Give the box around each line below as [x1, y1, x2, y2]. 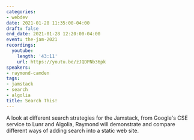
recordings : [6, 42, 36, 48]
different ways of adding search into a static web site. [6, 127, 139, 134]
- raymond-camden [6, 70, 50, 76]
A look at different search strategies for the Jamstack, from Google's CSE [6, 114, 188, 121]
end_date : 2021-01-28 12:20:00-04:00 [6, 31, 101, 37]
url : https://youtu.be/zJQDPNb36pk [17, 59, 106, 65]
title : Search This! [6, 98, 58, 104]
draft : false [6, 25, 39, 32]
